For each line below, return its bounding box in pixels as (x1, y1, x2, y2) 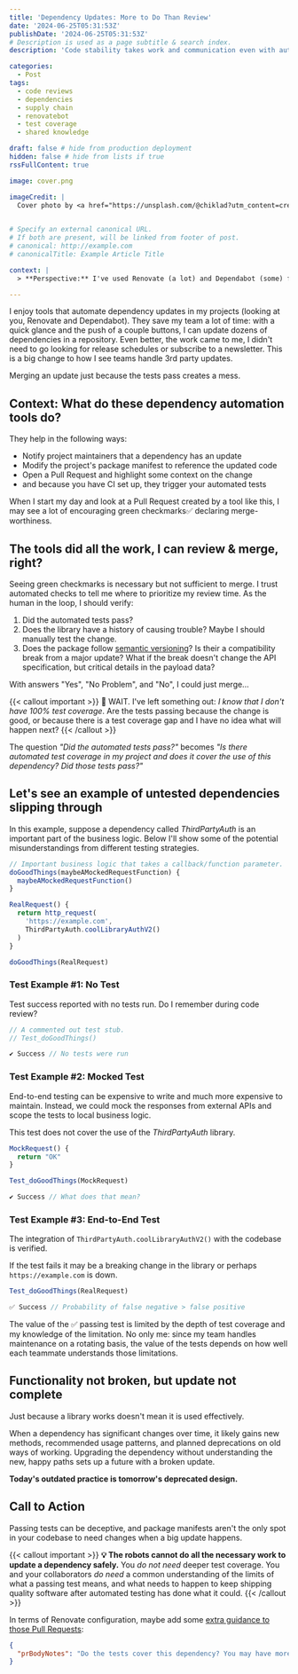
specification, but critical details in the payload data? (21, 662, 216, 672)
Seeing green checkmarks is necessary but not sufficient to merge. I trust (9, 578, 278, 589)
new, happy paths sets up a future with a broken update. (9, 1456, 216, 1466)
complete (9, 1387, 63, 1403)
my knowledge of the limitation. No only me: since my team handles (9, 1329, 257, 1340)
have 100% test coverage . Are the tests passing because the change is (9, 706, 270, 716)
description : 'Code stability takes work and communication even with (9, 46, 276, 55)
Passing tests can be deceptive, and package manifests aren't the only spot (9, 1522, 286, 1533)
